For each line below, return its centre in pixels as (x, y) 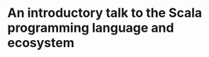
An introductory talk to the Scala (105, 13)
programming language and (91, 28)
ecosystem (41, 43)
